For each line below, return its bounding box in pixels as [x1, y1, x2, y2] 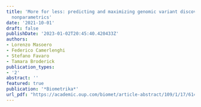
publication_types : [6, 64, 55, 70]
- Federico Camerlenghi [6, 48, 66, 53]
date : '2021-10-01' [6, 20, 55, 26]
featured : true [6, 81, 44, 87]
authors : [6, 36, 28, 42]
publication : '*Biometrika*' [6, 86, 79, 92]
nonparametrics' [11, 14, 52, 20]
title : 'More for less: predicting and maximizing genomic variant [6, 8, 178, 15]
